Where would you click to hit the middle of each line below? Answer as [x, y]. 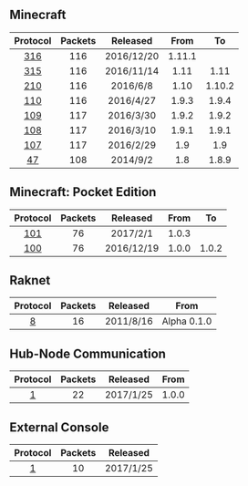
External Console [59, 427]
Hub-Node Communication [88, 353]
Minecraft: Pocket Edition [83, 192]
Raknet [30, 280]
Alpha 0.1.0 [187, 321]
